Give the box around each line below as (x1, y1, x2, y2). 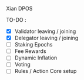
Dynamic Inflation (14, 54, 58, 61)
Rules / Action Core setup (14, 68, 77, 75)
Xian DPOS (6, 5, 33, 12)
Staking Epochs (14, 41, 53, 48)
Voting (14, 61, 31, 68)
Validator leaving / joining (14, 28, 76, 35)
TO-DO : (6, 16, 26, 23)
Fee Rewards (14, 48, 46, 55)
